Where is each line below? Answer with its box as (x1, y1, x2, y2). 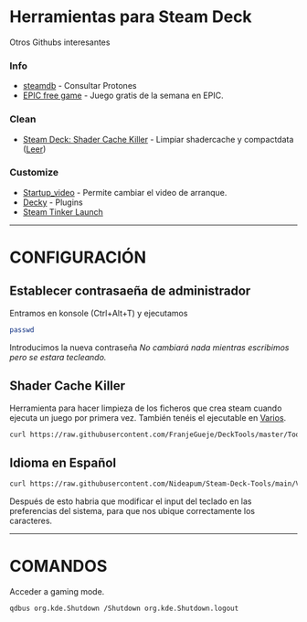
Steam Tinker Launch (22, 206, 103, 217)
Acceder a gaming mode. (9, 586, 105, 597)
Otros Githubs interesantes (9, 37, 111, 48)
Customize (9, 166, 59, 179)
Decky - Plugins (22, 197, 84, 208)
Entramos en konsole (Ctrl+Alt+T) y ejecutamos (9, 307, 188, 318)
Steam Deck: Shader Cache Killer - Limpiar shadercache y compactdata (22, 134, 294, 145)
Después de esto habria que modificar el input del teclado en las (9, 496, 253, 507)
